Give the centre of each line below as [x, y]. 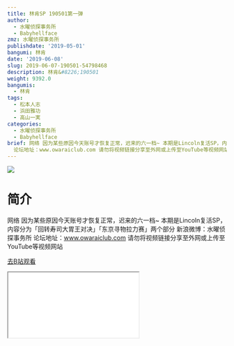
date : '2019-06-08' [36, 59]
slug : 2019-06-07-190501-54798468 [57, 66]
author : [18, 20]
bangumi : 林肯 [27, 53]
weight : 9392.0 [29, 78]
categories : [24, 124]
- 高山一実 [27, 117]
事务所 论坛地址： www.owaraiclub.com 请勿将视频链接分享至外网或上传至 [119, 237]
